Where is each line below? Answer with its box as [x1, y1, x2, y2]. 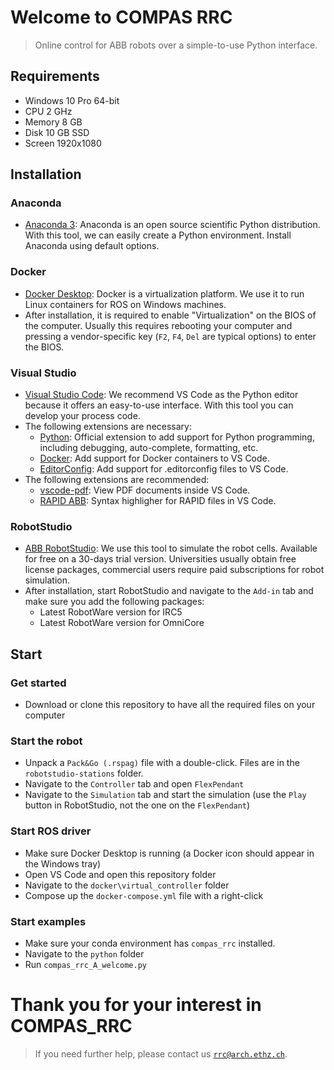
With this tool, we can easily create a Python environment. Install [24, 229, 292, 241]
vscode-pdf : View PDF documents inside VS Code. [39, 484, 251, 496]
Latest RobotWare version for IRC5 [39, 606, 183, 618]
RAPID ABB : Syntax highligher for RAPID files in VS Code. [39, 495, 277, 507]
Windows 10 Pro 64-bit [24, 94, 120, 106]
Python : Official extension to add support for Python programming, [39, 431, 315, 443]
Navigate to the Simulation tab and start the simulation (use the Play [24, 789, 307, 801]
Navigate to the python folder [24, 947, 145, 960]
